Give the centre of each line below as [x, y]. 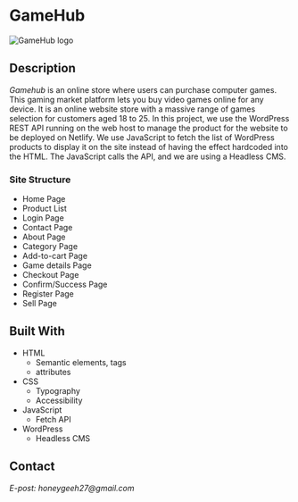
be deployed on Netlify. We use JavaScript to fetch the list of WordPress [142, 137]
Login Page [43, 218]
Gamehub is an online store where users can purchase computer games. [143, 89]
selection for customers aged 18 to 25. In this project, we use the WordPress [149, 118]
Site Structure [40, 180]
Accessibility [59, 400]
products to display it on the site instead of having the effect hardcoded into [149, 146]
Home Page [44, 199]
